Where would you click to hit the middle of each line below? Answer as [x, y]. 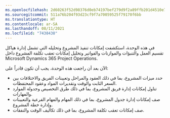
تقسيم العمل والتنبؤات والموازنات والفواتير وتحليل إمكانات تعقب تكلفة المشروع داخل [84, 53]
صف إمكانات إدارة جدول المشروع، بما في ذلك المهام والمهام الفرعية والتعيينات [86, 99]
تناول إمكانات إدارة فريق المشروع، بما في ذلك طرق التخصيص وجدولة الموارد [84, 88]
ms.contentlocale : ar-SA [31, 24]
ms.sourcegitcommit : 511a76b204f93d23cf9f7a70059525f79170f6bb [73, 15]
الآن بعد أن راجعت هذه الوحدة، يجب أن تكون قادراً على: [57, 68]
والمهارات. [23, 94]
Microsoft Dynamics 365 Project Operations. [52, 58]
